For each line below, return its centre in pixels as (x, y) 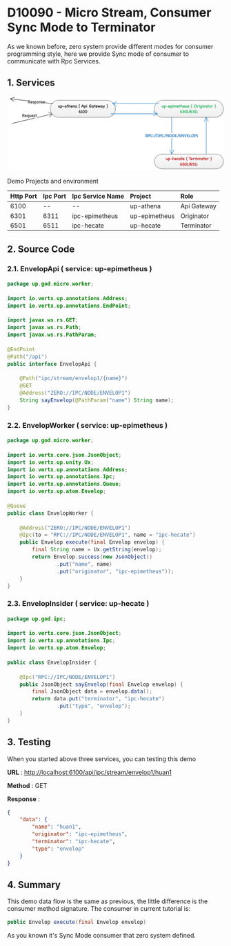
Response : (23, 799)
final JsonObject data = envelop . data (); (92, 691)
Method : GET (27, 785)
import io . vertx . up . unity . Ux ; (51, 462)
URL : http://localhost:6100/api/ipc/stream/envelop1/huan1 (90, 772)
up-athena (145, 206)
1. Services (31, 83)
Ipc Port (55, 196)
